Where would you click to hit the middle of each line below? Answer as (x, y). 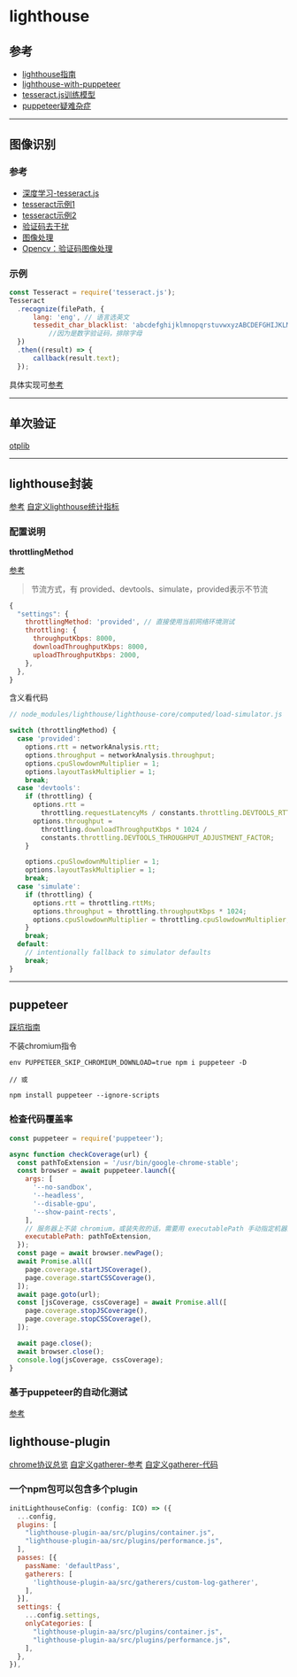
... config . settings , (63, 1615)
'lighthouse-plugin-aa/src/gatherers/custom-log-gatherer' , (145, 1582)
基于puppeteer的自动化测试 (69, 1393)
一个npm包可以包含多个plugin (74, 1489)
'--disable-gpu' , (65, 1203)
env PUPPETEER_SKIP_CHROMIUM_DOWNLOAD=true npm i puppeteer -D (128, 1063)
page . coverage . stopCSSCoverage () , (88, 1319)
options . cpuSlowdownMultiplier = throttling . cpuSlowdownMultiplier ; (161, 920)
